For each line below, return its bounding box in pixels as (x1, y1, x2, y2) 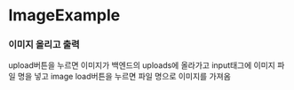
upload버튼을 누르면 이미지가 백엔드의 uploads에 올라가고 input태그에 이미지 (8, 60, 276, 71)
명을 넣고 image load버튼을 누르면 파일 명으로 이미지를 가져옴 (17, 71, 232, 82)
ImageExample (8, 5, 121, 26)
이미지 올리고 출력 (8, 39, 81, 51)
